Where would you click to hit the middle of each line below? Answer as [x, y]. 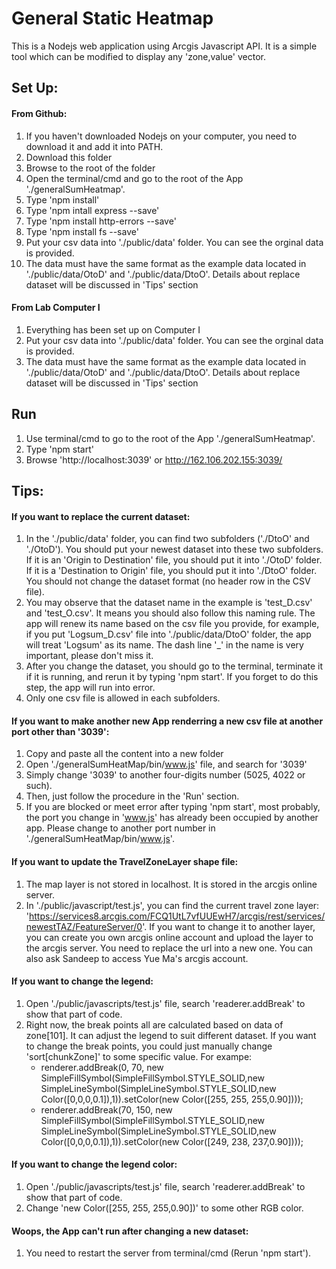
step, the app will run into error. [90, 688]
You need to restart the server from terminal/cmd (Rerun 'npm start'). [168, 1253]
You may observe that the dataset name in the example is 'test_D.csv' [169, 603]
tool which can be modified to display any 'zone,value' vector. [138, 56]
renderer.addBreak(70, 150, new [106, 1109]
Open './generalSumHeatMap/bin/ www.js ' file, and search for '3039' [166, 764]
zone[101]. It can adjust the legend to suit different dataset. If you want [171, 1035]
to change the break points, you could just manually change [149, 1046]
